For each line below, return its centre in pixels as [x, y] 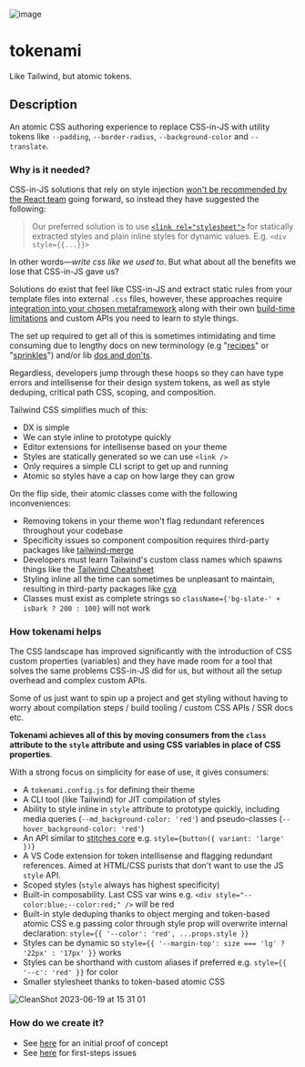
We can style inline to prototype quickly [97, 437]
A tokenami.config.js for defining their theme [109, 790]
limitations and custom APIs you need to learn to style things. [124, 318]
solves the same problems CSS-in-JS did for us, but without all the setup [146, 671]
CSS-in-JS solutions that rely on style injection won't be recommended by [148, 190]
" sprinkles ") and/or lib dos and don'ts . [81, 355]
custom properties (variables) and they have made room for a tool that [141, 662]
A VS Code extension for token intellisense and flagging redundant [147, 856]
